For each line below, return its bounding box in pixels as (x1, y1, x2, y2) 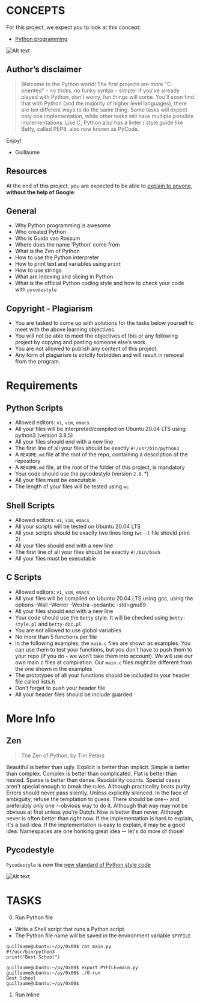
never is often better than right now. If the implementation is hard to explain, (6, 814, 194, 822)
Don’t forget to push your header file (14, 684, 106, 691)
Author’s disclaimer (6, 64, 82, 75)
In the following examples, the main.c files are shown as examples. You (14, 640, 191, 647)
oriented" (20, 87, 45, 94)
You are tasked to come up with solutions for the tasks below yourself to (14, 319, 194, 327)
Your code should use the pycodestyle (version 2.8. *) (14, 470, 149, 477)
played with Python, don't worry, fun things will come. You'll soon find (20, 93, 194, 100)
